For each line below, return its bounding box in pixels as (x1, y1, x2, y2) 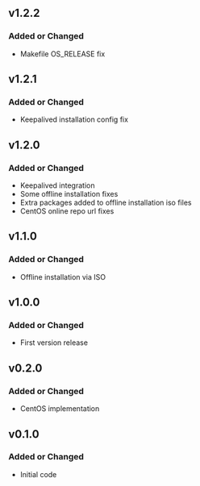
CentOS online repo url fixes (19, 206, 115, 216)
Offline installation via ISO (19, 272, 106, 281)
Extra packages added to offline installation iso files (19, 197, 192, 208)
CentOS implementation (19, 404, 100, 413)
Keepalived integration (19, 181, 95, 190)
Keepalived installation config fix (19, 114, 129, 124)
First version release (19, 338, 89, 347)
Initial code (19, 469, 57, 479)
